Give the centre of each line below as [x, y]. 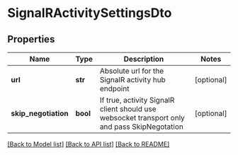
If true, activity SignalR [137, 100]
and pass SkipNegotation [142, 127]
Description [144, 59]
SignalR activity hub [133, 80]
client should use [128, 109]
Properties [31, 39]
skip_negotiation [40, 113]
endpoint [114, 88]
